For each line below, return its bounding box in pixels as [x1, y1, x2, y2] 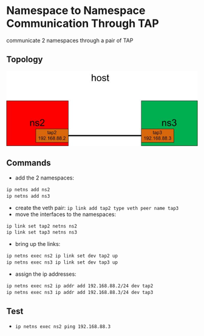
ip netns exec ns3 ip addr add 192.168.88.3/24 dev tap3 [6, 289, 154, 295]
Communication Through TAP [6, 16, 159, 30]
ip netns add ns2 [6, 186, 50, 192]
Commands [6, 158, 52, 168]
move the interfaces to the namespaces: [15, 211, 117, 218]
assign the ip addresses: [15, 270, 77, 278]
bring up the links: [15, 240, 61, 248]
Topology [6, 54, 43, 65]
